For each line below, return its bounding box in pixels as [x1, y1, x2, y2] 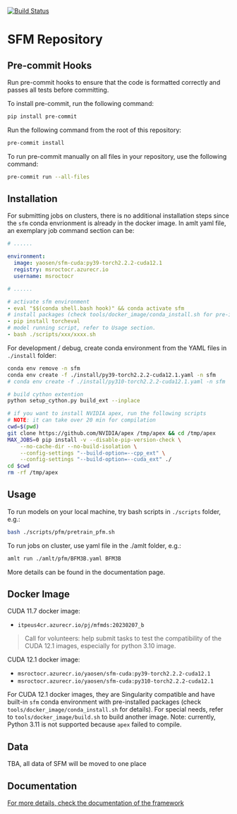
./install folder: [7, 351, 56, 359]
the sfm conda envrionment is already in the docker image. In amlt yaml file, [7, 219, 226, 227]
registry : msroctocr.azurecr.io [13, 266, 109, 273]
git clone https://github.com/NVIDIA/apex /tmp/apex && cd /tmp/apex [7, 429, 217, 437]
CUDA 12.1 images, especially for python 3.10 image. [24, 642, 176, 650]
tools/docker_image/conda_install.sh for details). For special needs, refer [7, 705, 224, 714]
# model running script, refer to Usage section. [7, 325, 157, 332]
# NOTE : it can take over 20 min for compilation [7, 417, 157, 424]
